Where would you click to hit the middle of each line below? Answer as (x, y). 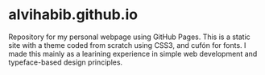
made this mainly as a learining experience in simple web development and (133, 53)
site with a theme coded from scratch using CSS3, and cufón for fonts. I (127, 45)
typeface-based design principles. (66, 62)
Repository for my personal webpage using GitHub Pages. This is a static (130, 37)
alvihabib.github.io (73, 15)
